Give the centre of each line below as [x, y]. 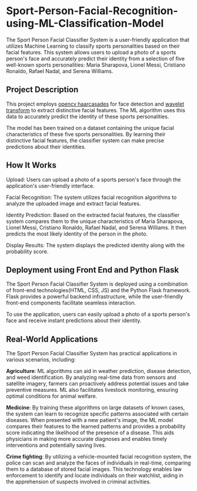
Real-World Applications [52, 339]
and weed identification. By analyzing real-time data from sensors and [91, 377]
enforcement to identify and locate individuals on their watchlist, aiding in [95, 476]
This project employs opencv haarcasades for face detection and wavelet [95, 104]
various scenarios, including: [41, 360]
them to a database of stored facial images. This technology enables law [94, 469]
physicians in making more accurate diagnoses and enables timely [87, 439]
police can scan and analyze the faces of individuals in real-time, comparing [98, 463]
